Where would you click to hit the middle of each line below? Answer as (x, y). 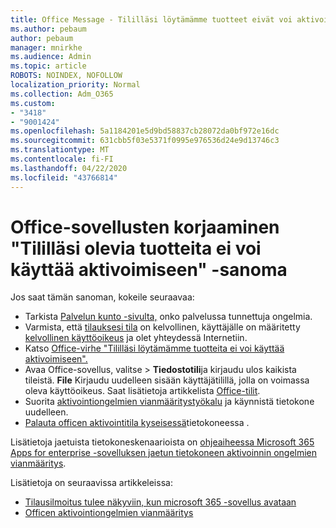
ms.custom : (33, 103)
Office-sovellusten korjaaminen (145, 227)
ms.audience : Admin (51, 57)
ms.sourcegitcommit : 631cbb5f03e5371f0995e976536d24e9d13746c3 (145, 141)
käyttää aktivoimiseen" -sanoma (149, 269)
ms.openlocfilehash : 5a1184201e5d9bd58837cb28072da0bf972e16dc (145, 131)
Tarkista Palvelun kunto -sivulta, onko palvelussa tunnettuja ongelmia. (168, 317)
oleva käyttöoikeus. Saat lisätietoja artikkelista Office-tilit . (142, 391)
